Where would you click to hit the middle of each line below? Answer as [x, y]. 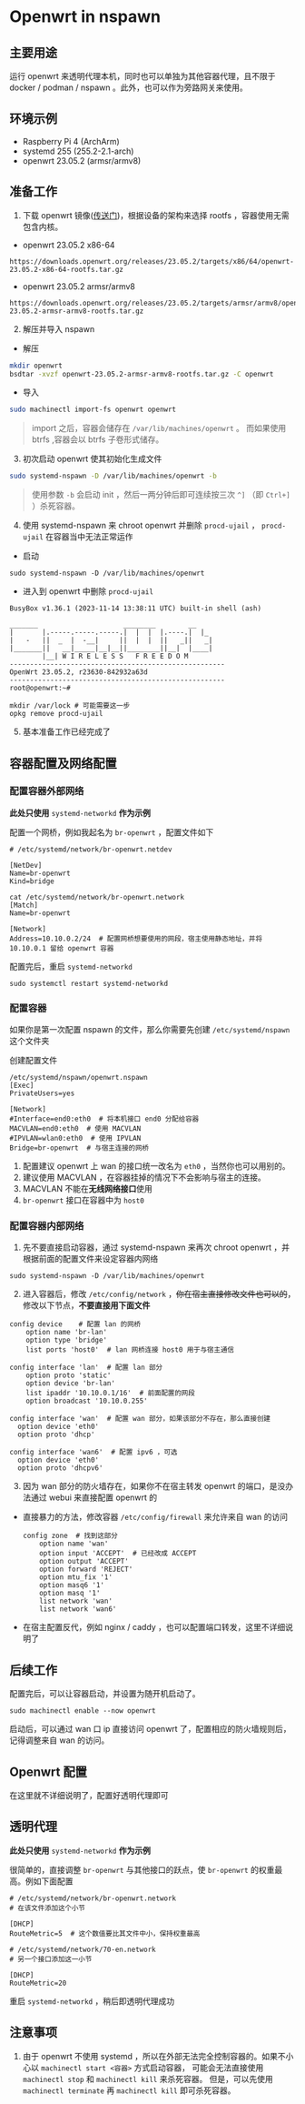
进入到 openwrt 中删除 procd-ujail [88, 591]
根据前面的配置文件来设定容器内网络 [90, 1259]
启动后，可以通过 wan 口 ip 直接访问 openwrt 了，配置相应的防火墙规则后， [151, 1729]
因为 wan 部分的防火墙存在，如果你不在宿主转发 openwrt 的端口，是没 [154, 1486]
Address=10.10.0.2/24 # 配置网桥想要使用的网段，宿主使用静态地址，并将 [136, 939]
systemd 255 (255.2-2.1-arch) [78, 151]
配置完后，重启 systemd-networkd [71, 966]
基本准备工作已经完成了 [66, 732]
